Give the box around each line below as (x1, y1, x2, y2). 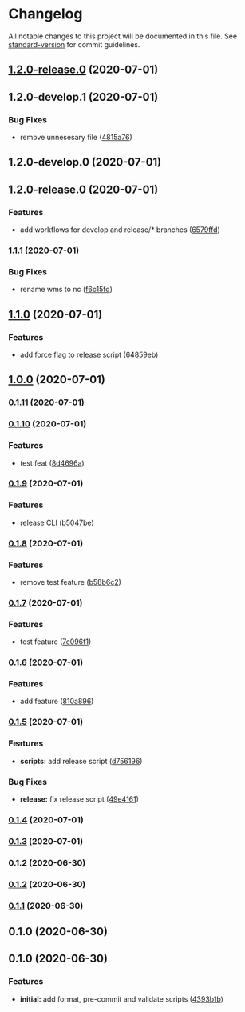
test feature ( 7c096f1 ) (19, 637, 92, 646)
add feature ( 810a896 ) (19, 697, 94, 706)
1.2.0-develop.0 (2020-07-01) (8, 155, 162, 169)
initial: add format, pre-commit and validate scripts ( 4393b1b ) (19, 994, 223, 1004)
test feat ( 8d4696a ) (19, 458, 85, 468)
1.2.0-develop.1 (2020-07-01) (8, 90, 159, 104)
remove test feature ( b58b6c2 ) (19, 577, 122, 586)
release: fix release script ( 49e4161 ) (19, 794, 140, 804)
